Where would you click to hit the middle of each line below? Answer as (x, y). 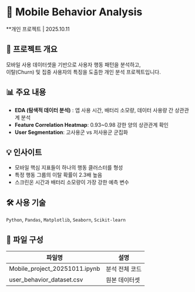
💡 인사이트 (24, 152)
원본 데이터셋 (123, 280)
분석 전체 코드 (124, 269)
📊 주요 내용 (26, 93)
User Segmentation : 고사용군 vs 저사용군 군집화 (71, 132)
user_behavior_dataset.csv (46, 280)
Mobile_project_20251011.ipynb (55, 268)
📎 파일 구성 (25, 239)
